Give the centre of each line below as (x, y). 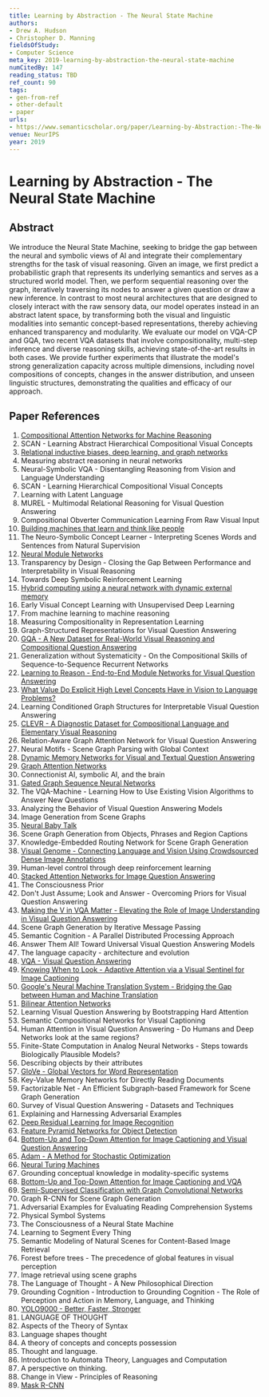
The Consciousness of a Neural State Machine (97, 1224)
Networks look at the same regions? (80, 1038)
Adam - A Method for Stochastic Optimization (95, 1156)
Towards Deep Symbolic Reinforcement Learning (101, 580)
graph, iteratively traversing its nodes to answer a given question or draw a (132, 289)
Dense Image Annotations (63, 860)
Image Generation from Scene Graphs (83, 817)
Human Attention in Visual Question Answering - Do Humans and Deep (137, 1029)
